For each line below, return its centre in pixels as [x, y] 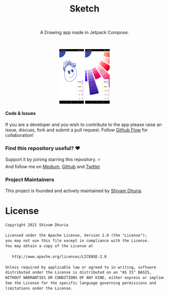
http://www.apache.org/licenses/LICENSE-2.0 [59, 256]
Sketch [84, 9]
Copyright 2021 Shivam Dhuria [37, 225]
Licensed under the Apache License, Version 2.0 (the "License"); [76, 236]
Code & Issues [21, 113]
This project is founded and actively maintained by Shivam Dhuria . [74, 191]
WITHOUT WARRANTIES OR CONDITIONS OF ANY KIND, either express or [76, 278]
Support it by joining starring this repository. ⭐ [53, 160]
